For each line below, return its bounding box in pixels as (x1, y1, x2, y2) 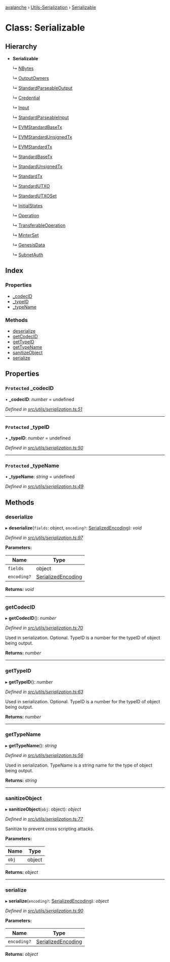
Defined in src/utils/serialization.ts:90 (5, 908, 83, 914)
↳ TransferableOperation (12, 222, 66, 228)
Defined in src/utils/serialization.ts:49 (5, 484, 83, 490)
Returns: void (5, 586, 34, 592)
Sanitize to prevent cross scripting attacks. (5, 826, 95, 832)
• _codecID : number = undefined (5, 396, 74, 402)
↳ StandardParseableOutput (12, 85, 73, 91)
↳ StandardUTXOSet (12, 193, 57, 199)
